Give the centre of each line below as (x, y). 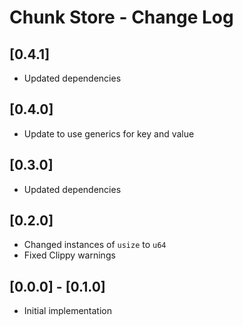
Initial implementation (68, 311)
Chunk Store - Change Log (121, 17)
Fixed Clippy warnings (69, 255)
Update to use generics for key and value (109, 133)
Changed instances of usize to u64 (95, 245)
